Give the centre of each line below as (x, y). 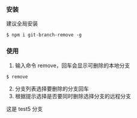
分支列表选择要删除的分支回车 (52, 89)
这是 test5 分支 (25, 108)
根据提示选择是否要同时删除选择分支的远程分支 (73, 96)
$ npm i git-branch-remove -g (44, 35)
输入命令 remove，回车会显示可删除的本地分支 (72, 65)
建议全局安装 (22, 24)
